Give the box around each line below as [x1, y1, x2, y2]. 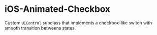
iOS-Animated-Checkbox [4, 3, 110, 15]
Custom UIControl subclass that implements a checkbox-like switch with [4, 20, 152, 26]
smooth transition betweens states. [4, 25, 76, 31]
